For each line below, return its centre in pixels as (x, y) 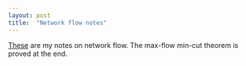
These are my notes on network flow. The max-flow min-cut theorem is (123, 45)
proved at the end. (38, 53)
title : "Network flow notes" (58, 23)
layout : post (29, 15)
